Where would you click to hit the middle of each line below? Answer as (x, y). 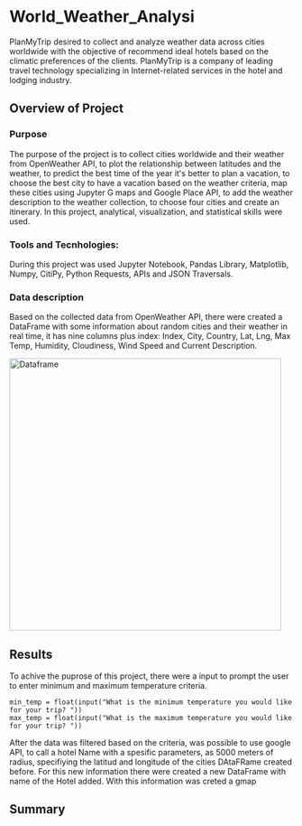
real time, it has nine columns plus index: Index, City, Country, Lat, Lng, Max (150, 336)
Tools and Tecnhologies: (64, 244)
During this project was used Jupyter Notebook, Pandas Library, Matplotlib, (149, 264)
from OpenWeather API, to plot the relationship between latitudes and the (145, 164)
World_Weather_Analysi (102, 17)
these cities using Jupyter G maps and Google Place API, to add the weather (151, 192)
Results (31, 654)
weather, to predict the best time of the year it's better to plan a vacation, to (150, 173)
